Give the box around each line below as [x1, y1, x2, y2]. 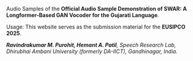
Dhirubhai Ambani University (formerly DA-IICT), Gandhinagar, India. [6, 48, 178, 55]
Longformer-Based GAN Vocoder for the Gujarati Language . [6, 11, 160, 19]
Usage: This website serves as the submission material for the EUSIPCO [6, 24, 186, 30]
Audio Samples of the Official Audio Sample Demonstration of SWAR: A [6, 5, 187, 12]
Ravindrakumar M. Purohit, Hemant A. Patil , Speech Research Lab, [6, 42, 176, 48]
